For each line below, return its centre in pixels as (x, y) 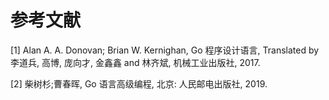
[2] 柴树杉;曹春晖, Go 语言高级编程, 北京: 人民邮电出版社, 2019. (139, 83)
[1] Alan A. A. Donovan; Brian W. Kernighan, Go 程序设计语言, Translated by (165, 50)
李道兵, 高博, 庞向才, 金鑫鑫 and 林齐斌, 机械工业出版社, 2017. (135, 62)
